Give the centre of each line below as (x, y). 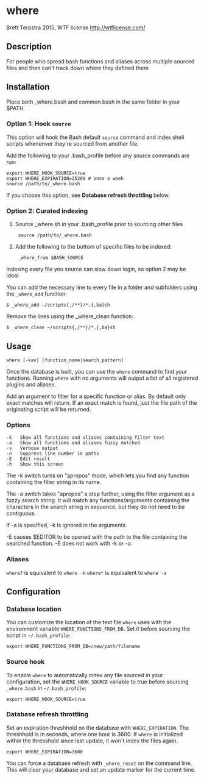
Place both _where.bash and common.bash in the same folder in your (93, 102)
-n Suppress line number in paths (53, 454)
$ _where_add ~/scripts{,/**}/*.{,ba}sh (58, 305)
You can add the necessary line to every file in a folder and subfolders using (102, 288)
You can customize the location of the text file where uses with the (89, 622)
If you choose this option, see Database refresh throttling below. (88, 195)
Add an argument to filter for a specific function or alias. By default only (96, 396)
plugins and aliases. (31, 384)
